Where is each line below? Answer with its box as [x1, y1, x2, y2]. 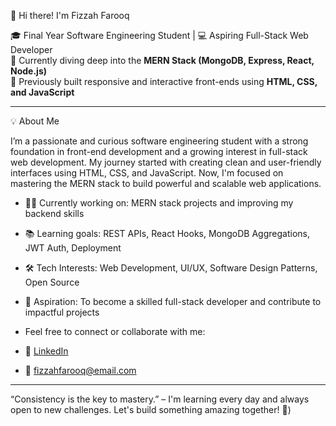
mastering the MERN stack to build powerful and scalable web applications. [10, 178, 322, 189]
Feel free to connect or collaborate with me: [24, 326, 206, 337]
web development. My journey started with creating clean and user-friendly [10, 156, 322, 168]
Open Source [24, 276, 80, 288]
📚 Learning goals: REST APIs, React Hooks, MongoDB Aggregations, [24, 228, 310, 239]
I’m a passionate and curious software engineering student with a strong [10, 135, 309, 147]
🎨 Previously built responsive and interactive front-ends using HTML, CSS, [10, 76, 318, 87]
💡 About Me [10, 115, 60, 127]
